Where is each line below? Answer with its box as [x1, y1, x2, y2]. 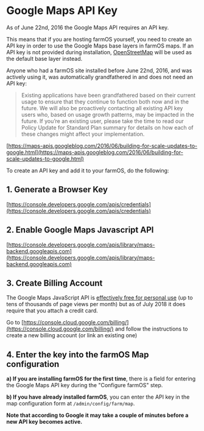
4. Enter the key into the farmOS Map [6, 349, 149, 360]
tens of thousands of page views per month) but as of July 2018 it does [6, 301, 186, 308]
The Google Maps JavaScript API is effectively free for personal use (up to [6, 294, 193, 301]
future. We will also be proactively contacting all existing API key [21, 104, 183, 111]
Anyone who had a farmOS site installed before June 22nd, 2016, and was [6, 66, 192, 74]
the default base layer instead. [6, 55, 83, 62]
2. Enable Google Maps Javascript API [6, 225, 154, 235]
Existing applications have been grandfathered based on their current [21, 91, 196, 99]
